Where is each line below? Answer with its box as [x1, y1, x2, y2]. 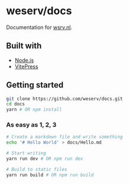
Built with [6, 41, 42, 51]
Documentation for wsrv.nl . [6, 24, 73, 31]
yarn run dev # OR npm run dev [6, 156, 83, 162]
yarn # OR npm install [6, 106, 62, 113]
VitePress [14, 63, 38, 70]
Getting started [6, 80, 64, 90]
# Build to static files [6, 166, 67, 172]
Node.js [14, 56, 34, 63]
